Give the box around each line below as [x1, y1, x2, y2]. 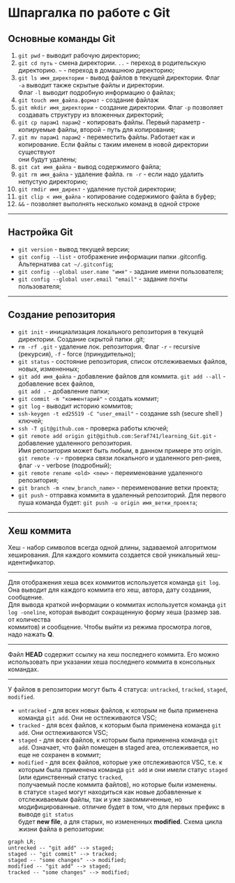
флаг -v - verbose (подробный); [17, 461, 112, 469]
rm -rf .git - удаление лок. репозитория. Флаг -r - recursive [17, 342, 201, 351]
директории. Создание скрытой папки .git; [17, 335, 145, 343]
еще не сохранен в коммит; [17, 751, 101, 759]
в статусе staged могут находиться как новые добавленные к [17, 788, 202, 796]
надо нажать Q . [8, 630, 54, 638]
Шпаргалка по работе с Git [8, 5, 170, 21]
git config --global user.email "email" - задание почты [17, 275, 188, 283]
